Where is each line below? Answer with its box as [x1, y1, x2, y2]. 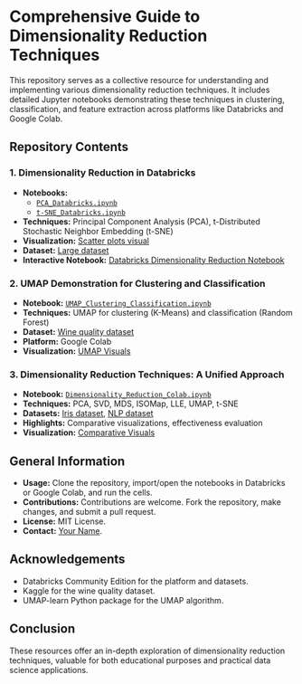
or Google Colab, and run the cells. [22, 487, 153, 499]
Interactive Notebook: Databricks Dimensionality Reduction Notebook [22, 254, 285, 265]
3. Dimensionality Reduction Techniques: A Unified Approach [9, 368, 285, 381]
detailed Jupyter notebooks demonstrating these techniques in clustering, [9, 93, 285, 105]
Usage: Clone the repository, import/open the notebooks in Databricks [22, 478, 286, 489]
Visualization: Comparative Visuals [22, 427, 156, 438]
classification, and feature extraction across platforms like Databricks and [9, 103, 284, 114]
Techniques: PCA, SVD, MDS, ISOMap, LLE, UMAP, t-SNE [22, 398, 240, 409]
